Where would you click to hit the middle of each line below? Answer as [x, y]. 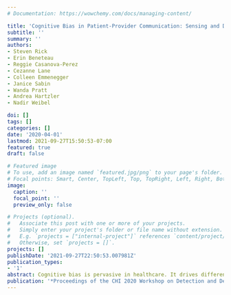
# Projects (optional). [41, 217]
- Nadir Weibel [29, 103]
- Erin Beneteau [30, 58]
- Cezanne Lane [29, 71]
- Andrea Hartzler [33, 96]
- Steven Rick [27, 52]
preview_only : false [43, 205]
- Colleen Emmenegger [38, 77]
